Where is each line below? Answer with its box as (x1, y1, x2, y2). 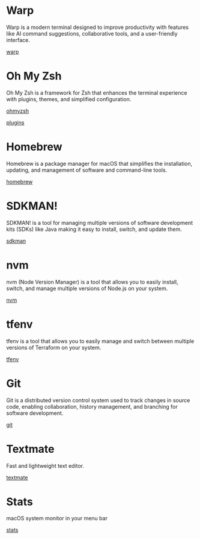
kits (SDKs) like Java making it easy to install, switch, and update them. (6, 225, 182, 233)
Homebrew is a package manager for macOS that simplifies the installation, (6, 160, 193, 167)
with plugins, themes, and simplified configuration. (6, 95, 132, 102)
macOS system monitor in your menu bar (6, 515, 108, 522)
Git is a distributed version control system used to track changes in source (6, 396, 190, 404)
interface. (6, 36, 30, 43)
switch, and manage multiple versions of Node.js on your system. (6, 285, 168, 292)
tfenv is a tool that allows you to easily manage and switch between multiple (6, 337, 195, 344)
